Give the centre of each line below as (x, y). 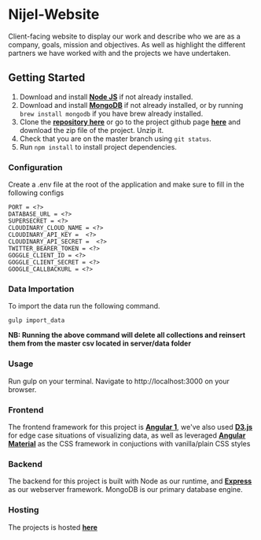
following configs (36, 193)
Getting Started (47, 78)
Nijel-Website (54, 15)
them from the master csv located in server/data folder (99, 343)
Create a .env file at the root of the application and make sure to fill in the (127, 185)
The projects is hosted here (53, 527)
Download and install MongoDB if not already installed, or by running (131, 105)
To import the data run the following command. (84, 306)
